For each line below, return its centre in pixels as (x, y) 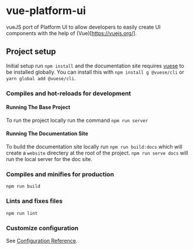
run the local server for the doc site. (49, 159)
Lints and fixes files (35, 201)
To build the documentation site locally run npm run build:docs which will (94, 147)
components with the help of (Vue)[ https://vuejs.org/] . (71, 33)
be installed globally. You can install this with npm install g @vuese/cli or (95, 72)
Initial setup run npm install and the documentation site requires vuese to (95, 66)
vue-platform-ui (46, 11)
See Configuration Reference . (42, 241)
